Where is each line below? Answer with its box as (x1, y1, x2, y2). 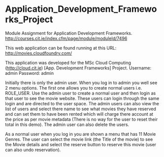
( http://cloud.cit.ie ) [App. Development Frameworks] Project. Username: (5, 65, 152, 71)
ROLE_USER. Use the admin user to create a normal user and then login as (5, 90, 156, 96)
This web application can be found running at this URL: (5, 45, 117, 51)
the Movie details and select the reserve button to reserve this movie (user (5, 141, 157, 147)
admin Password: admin (5, 70, 54, 76)
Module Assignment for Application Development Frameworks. (5, 30, 132, 36)
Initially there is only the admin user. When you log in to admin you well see (5, 80, 158, 86)
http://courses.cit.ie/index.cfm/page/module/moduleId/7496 (5, 35, 128, 41)
